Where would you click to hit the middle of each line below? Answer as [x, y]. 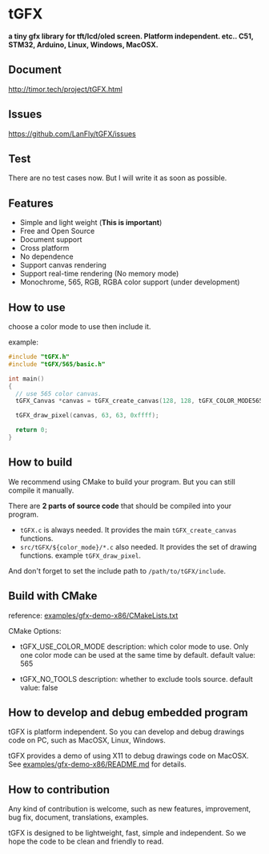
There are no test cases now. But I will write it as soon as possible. [118, 178]
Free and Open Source [57, 231]
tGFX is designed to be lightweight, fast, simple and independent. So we [127, 833]
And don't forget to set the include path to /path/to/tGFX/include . [117, 570]
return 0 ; [32, 430]
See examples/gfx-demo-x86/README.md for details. [97, 764]
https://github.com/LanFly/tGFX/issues [72, 134]
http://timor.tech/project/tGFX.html [65, 89]
